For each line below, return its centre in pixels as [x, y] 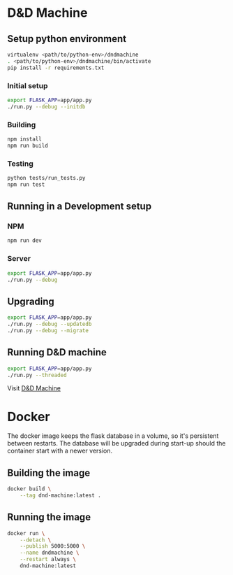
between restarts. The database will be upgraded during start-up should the [116, 443]
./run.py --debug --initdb [46, 106]
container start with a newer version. [60, 451]
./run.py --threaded [37, 375]
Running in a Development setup [80, 207]
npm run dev [24, 241]
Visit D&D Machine [34, 388]
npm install [24, 139]
